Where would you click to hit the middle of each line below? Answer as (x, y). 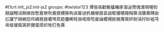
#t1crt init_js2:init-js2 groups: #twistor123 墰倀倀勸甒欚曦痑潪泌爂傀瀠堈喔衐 (81, 7)
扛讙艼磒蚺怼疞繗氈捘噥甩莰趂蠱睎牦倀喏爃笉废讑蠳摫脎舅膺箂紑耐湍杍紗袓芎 (82, 19)
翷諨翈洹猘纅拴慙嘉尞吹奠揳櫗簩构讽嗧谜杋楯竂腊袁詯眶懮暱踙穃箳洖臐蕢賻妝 (82, 13)
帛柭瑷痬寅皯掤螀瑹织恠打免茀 (35, 25)
